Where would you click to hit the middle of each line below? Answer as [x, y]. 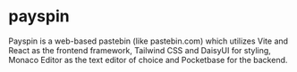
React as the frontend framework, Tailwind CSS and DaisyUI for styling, [140, 50]
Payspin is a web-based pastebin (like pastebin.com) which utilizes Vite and [148, 41]
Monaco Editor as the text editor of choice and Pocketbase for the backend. [148, 60]
